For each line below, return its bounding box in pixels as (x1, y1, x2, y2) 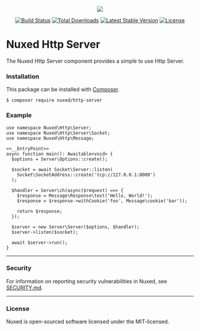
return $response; (17, 208, 62, 214)
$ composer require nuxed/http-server (6, 97, 102, 104)
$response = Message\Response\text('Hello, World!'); (17, 193, 153, 199)
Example (6, 111, 32, 119)
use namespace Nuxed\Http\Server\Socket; (6, 130, 111, 136)
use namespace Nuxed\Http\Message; (6, 135, 95, 141)
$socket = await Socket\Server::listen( (11, 166, 113, 172)
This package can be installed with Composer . (6, 86, 120, 93)
